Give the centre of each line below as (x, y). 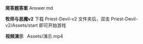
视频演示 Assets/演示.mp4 (34, 36)
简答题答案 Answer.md (29, 8)
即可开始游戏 (52, 25)
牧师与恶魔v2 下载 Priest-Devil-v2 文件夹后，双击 (58, 19)
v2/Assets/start (22, 25)
